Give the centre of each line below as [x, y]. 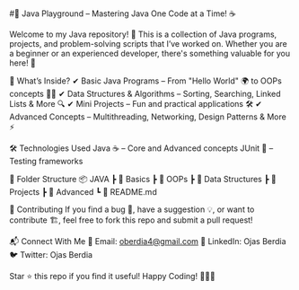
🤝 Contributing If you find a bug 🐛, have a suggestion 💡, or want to [132, 209]
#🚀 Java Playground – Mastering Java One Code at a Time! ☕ [123, 13]
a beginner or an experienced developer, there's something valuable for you [150, 53]
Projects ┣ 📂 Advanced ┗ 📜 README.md [83, 192]
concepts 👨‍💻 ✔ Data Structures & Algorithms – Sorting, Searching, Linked [145, 94]
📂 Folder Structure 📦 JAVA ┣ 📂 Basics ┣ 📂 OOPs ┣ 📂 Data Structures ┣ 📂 [143, 179]
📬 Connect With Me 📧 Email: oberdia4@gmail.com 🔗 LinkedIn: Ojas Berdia [148, 241]
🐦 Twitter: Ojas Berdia [51, 255]
